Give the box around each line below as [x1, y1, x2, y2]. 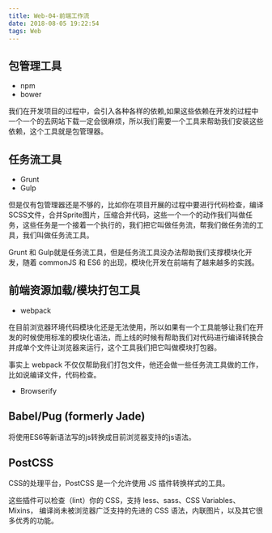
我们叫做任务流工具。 [22, 230, 94, 240]
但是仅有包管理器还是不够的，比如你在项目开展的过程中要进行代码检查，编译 [8, 200, 264, 209]
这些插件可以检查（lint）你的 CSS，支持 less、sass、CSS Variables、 [8, 496, 240, 505]
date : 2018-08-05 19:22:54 [8, 19, 100, 28]
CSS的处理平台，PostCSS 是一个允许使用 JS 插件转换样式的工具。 [8, 479, 230, 488]
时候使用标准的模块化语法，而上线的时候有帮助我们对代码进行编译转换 [22, 332, 257, 342]
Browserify [19, 386, 57, 395]
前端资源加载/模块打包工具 [8, 284, 141, 297]
